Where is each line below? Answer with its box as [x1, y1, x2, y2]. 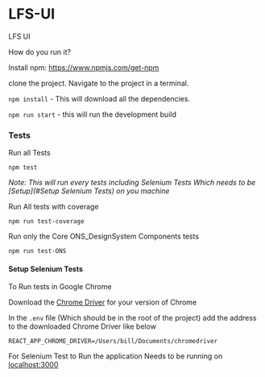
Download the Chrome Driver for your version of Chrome [8, 297, 197, 307]
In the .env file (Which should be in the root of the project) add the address [8, 313, 257, 323]
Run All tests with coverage [8, 202, 99, 212]
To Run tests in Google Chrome [8, 282, 112, 292]
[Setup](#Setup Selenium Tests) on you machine [8, 186, 170, 196]
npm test [8, 164, 38, 172]
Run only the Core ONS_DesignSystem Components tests [8, 231, 200, 242]
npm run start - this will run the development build [8, 110, 177, 119]
